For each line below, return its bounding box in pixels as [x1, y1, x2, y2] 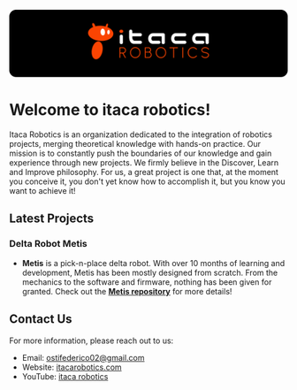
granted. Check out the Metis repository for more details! [21, 286, 232, 296]
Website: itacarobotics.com [21, 362, 122, 372]
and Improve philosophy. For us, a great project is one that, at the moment [9, 167, 278, 177]
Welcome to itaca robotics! [9, 100, 211, 120]
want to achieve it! [9, 186, 76, 195]
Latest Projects [9, 211, 95, 226]
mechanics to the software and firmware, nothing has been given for [21, 276, 272, 287]
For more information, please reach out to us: [9, 335, 174, 346]
